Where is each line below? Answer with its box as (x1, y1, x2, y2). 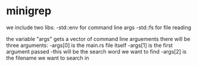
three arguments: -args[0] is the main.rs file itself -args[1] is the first (6, 42, 173, 49)
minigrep (6, 4, 52, 18)
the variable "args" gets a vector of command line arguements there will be (6, 35, 190, 42)
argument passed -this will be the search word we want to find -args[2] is (6, 48, 187, 55)
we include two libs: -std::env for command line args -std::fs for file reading (6, 24, 192, 31)
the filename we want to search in (6, 54, 89, 61)
